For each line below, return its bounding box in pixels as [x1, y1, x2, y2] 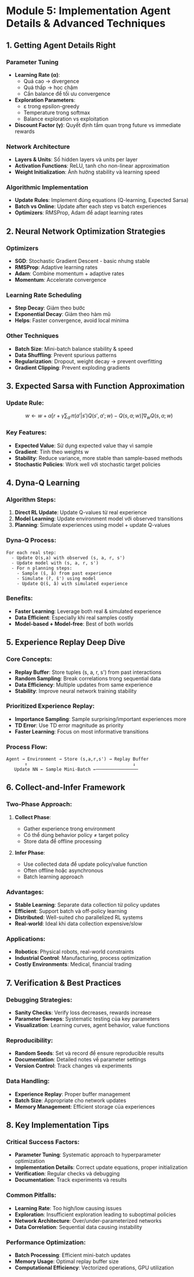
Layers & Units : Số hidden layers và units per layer [14, 156, 138, 163]
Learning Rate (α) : [14, 71, 60, 78]
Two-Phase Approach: [6, 800, 73, 809]
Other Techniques [6, 332, 59, 340]
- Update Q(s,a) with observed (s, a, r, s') [11, 555, 126, 561]
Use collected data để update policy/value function [23, 861, 147, 868]
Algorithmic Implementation [6, 183, 88, 191]
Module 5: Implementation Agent [6, 4, 171, 18]
